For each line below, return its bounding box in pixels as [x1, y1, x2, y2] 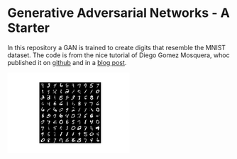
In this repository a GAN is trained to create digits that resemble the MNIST [7, 43, 226, 52]
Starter [7, 20, 50, 36]
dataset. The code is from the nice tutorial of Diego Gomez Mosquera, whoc [7, 51, 230, 59]
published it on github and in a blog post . [7, 58, 127, 66]
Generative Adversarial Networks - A [7, 5, 231, 21]
